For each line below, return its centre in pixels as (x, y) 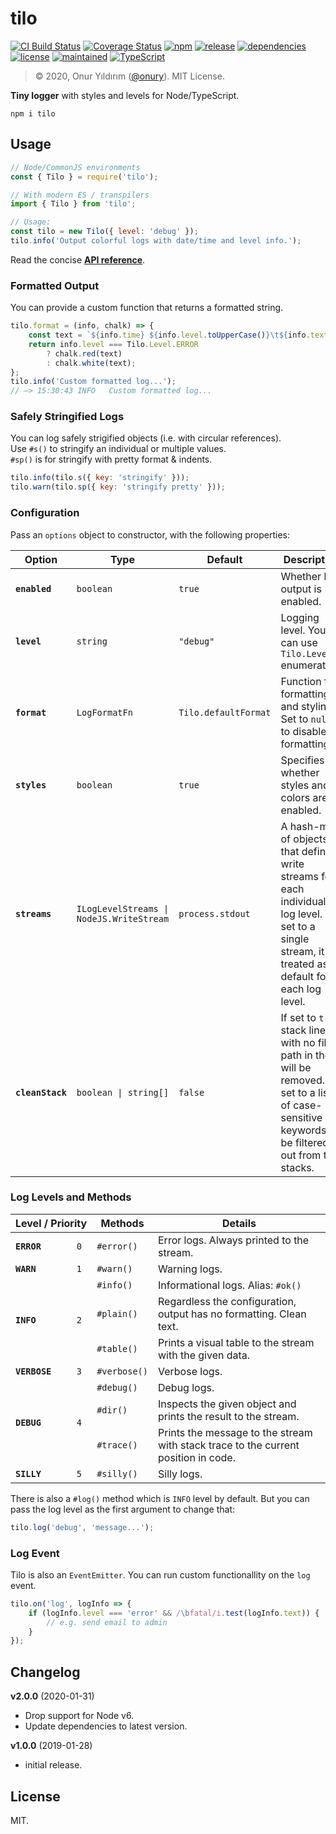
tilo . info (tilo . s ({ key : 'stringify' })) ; (100, 478)
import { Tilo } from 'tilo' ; (73, 204)
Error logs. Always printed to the (233, 1240)
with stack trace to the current (228, 1445)
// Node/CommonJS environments (75, 167)
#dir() (112, 1410)
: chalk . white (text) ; (91, 363)
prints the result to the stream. (228, 1416)
